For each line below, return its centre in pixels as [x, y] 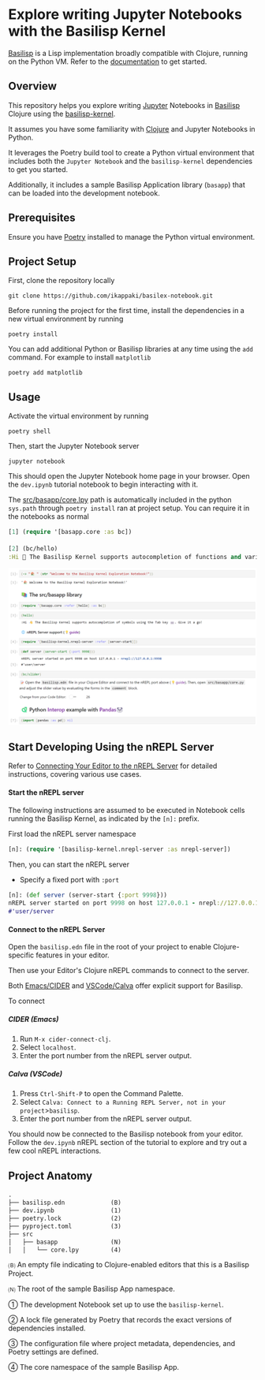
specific [21, 955]
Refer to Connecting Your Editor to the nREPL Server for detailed [113, 766]
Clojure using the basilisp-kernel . [62, 114]
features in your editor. [73, 955]
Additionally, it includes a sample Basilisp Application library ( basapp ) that [127, 185]
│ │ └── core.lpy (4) [65, 1250]
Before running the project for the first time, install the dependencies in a [126, 311]
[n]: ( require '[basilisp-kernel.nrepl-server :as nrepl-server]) [119, 849]
